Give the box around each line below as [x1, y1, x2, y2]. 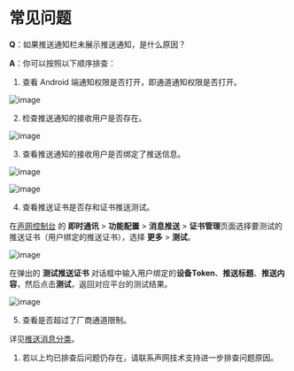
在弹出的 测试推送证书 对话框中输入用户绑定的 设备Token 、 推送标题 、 [9, 267, 262, 278]
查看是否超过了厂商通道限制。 [21, 314, 131, 325]
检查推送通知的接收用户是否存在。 [21, 112, 147, 123]
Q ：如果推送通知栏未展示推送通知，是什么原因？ [9, 39, 186, 50]
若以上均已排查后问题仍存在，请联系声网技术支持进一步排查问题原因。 [21, 352, 279, 363]
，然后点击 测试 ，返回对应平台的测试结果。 [17, 278, 173, 289]
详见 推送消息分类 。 [9, 333, 80, 344]
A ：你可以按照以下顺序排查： [9, 58, 117, 68]
